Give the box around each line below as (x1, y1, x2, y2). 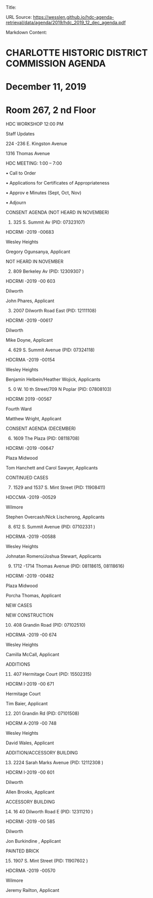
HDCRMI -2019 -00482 (6, 573, 55, 579)
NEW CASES (6, 602, 32, 608)
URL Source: (6, 14, 32, 20)
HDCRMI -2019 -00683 (6, 229, 54, 235)
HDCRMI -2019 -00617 (6, 317, 53, 324)
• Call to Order (6, 170, 36, 176)
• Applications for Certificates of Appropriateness (6, 180, 109, 186)
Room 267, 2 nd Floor (6, 104, 96, 116)
